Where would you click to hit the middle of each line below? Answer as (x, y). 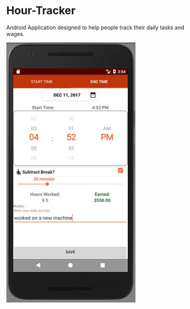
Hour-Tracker (41, 11)
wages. (16, 33)
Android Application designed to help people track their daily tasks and (95, 27)
